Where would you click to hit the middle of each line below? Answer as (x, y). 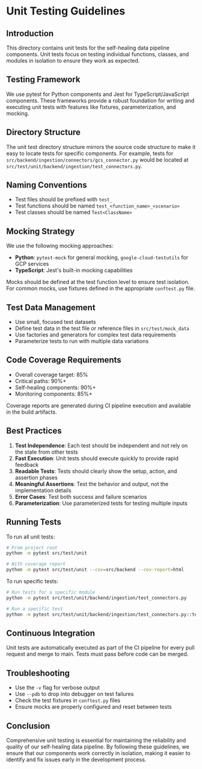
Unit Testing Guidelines (66, 11)
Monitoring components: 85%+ (54, 394)
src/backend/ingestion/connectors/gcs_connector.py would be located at (97, 160)
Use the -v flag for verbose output (57, 688)
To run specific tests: (32, 581)
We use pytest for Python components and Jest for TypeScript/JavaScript (98, 94)
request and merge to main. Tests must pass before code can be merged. (97, 654)
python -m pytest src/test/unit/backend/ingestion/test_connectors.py (96, 598)
